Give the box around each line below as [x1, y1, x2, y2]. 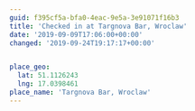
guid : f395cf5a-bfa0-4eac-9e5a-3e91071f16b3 [9, 13, 180, 23]
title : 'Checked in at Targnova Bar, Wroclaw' [9, 22, 188, 31]
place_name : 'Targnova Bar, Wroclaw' [9, 88, 152, 97]
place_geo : [9, 62, 51, 72]
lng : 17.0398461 [17, 79, 79, 88]
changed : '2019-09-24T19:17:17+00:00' [9, 38, 155, 48]
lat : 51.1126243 [17, 71, 79, 80]
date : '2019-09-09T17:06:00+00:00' [9, 30, 144, 39]
